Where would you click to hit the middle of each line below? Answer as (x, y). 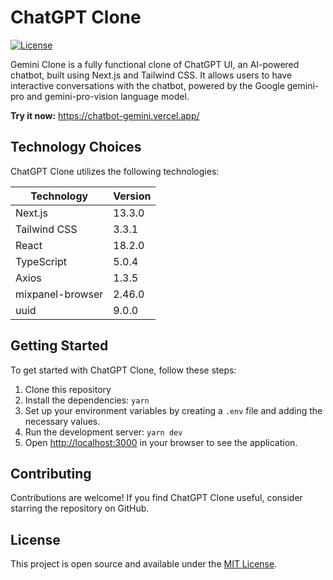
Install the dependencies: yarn (87, 400)
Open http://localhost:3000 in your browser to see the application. (161, 442)
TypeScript (41, 261)
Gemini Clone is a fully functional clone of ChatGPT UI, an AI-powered (155, 64)
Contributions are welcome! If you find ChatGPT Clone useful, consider (156, 498)
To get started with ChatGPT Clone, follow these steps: (123, 370)
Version (132, 196)
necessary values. (62, 421)
